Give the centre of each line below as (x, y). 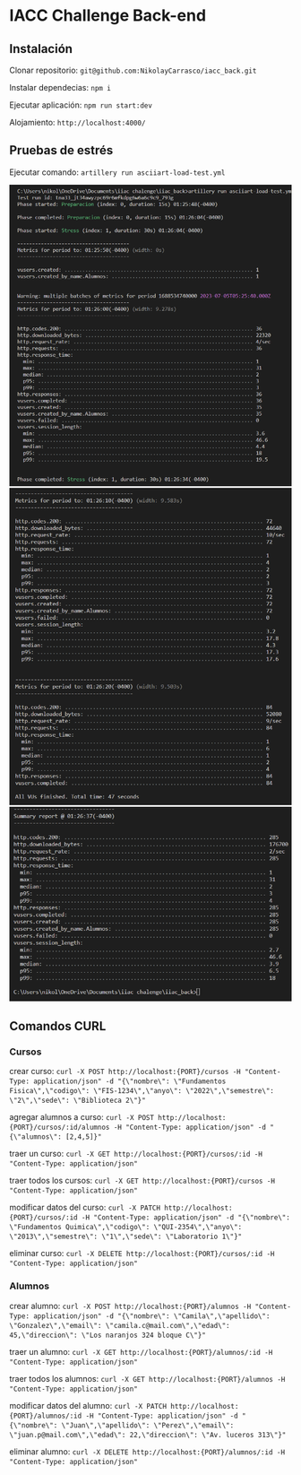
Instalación (41, 49)
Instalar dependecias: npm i (60, 87)
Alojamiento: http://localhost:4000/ (77, 122)
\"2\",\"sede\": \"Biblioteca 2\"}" (77, 1101)
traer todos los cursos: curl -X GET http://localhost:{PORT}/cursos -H (142, 1181)
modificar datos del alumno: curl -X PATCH (88, 1405)
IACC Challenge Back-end (108, 16)
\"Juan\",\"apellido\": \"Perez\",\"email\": (148, 1425)
